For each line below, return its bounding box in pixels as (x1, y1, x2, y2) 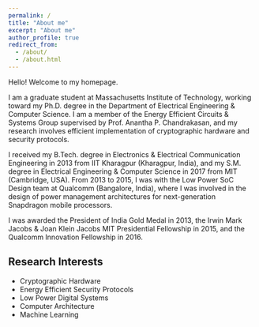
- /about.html (15, 56, 62, 64)
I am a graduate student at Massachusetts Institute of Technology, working (8, 92, 252, 102)
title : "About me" (8, 19, 69, 27)
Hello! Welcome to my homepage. (8, 77, 118, 87)
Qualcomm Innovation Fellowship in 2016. (8, 232, 144, 242)
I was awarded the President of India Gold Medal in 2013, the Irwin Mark (8, 215, 242, 225)
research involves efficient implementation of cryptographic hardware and (8, 126, 250, 135)
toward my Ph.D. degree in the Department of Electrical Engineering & (8, 100, 235, 111)
